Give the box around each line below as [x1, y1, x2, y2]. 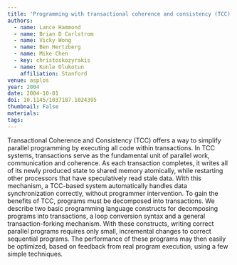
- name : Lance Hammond [14, 24, 81, 31]
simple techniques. [7, 249, 63, 258]
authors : [7, 17, 33, 24]
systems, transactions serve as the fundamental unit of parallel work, [7, 151, 210, 160]
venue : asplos [7, 76, 50, 84]
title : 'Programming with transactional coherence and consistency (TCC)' [7, 10, 234, 18]
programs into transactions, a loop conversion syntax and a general [7, 212, 206, 220]
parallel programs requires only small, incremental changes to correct [7, 227, 211, 235]
